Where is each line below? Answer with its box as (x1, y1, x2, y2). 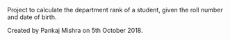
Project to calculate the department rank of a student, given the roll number (7, 6, 224, 14)
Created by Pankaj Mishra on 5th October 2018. (7, 27, 143, 34)
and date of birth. (7, 13, 57, 21)
